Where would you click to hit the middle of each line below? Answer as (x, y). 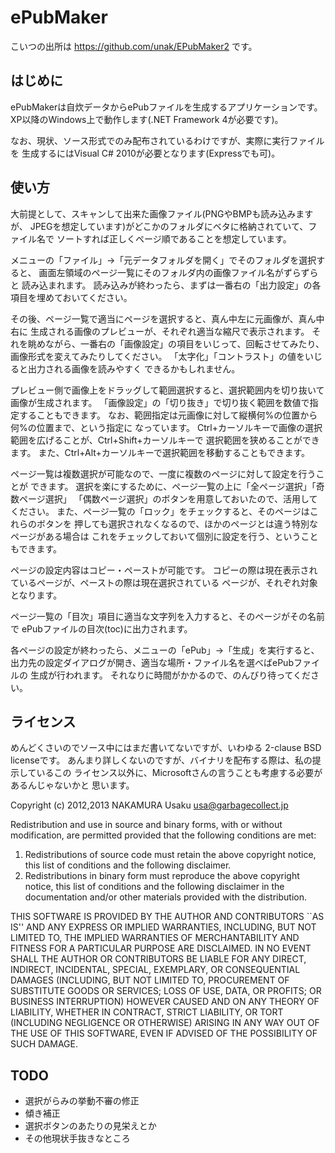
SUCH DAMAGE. (44, 1044)
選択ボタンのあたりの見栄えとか (90, 1126)
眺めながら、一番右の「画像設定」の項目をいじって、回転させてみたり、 (176, 343)
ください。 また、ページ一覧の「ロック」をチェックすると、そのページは (160, 511)
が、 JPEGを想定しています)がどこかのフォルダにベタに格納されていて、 (159, 226)
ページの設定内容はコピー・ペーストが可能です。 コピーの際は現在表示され (164, 570)
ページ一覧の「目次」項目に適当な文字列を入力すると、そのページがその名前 (167, 616)
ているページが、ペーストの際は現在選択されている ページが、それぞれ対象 (164, 582)
